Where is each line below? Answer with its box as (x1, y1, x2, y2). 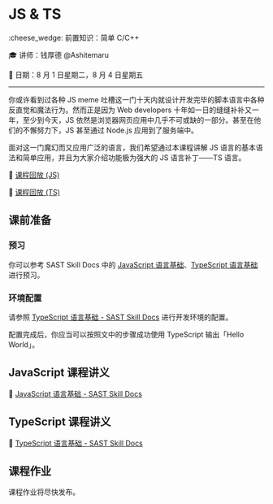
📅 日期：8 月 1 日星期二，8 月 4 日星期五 (8, 70, 144, 80)
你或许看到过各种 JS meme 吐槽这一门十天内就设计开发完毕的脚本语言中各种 (8, 94, 265, 104)
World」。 (8, 339, 39, 350)
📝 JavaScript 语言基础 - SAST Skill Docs (8, 389, 142, 398)
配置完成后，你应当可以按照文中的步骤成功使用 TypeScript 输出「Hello (8, 329, 245, 339)
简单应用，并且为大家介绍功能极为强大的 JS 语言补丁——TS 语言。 (22, 152, 246, 163)
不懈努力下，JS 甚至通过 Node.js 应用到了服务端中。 (22, 125, 199, 135)
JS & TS (8, 5, 62, 24)
